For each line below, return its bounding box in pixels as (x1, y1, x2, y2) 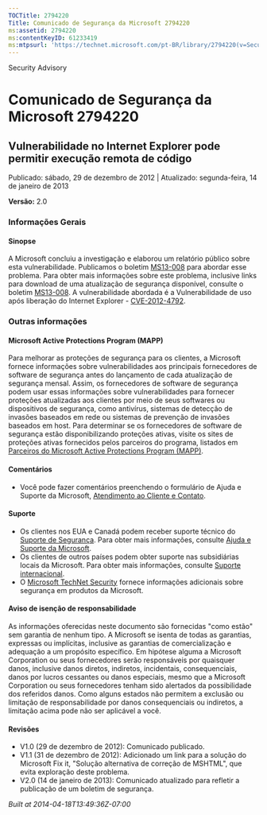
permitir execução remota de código (8, 152, 192, 165)
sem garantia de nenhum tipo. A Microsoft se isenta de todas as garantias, (8, 630, 252, 639)
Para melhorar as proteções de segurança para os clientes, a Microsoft (8, 353, 241, 363)
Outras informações (8, 316, 87, 327)
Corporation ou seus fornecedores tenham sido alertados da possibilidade (8, 681, 252, 690)
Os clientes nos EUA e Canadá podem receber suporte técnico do (19, 526, 236, 536)
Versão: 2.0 (8, 196, 48, 207)
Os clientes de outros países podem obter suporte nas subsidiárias (19, 552, 240, 561)
